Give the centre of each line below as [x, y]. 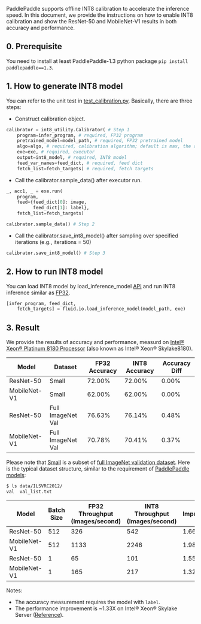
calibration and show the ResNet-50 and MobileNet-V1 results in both [92, 21]
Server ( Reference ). [39, 614]
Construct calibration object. [50, 119]
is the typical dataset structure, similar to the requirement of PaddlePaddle [98, 469]
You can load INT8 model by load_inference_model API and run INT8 [91, 286]
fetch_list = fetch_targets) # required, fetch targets [85, 168]
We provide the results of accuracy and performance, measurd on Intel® [95, 342]
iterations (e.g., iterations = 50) [53, 242]
